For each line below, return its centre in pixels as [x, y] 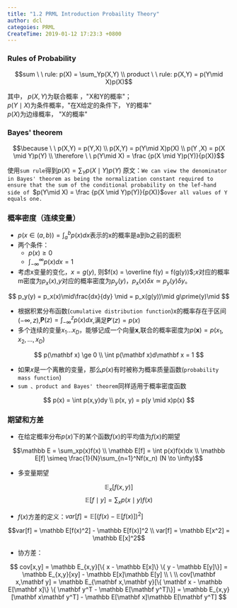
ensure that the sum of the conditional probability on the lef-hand [112, 185]
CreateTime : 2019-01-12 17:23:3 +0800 [64, 34]
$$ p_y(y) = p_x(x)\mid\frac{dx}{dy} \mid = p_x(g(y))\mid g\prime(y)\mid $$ [119, 296]
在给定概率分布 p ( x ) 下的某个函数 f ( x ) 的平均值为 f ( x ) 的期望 [99, 436]
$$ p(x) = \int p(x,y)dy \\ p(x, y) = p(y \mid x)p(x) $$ [119, 400]
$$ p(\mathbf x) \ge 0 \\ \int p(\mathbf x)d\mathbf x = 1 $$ [119, 355]
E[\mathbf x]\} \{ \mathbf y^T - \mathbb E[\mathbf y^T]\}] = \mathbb [108, 590]
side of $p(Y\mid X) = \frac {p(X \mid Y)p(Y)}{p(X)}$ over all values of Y [117, 192]
